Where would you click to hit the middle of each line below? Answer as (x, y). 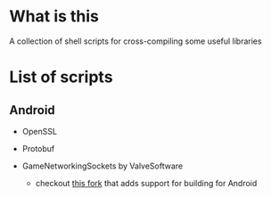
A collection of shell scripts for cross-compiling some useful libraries (135, 41)
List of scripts (61, 77)
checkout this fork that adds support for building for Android (146, 183)
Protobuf (38, 148)
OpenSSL (40, 131)
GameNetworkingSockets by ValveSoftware (103, 166)
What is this (54, 16)
